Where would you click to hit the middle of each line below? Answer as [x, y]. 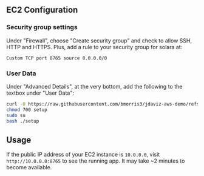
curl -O [16, 104]
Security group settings [42, 27]
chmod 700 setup [27, 110]
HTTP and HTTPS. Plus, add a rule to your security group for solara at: [94, 47]
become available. [29, 168]
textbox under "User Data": [40, 93]
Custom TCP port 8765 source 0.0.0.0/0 [57, 58]
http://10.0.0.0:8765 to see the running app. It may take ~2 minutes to [96, 161]
